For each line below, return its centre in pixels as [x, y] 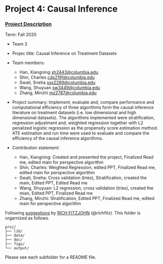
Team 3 [20, 44]
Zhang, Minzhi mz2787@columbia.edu [58, 93]
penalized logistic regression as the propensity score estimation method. [85, 128]
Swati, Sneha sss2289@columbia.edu [57, 82]
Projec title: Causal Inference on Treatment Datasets [64, 53]
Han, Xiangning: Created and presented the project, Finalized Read [86, 157]
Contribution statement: [36, 148]
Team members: [28, 63]
